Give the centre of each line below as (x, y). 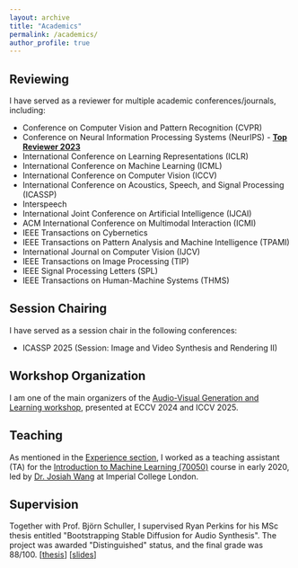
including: (28, 111)
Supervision (44, 504)
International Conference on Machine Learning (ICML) (122, 166)
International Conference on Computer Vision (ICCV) (119, 175)
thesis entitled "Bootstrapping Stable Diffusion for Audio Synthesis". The (143, 536)
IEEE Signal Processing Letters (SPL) (90, 271)
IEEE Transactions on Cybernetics (85, 233)
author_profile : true (50, 43)
